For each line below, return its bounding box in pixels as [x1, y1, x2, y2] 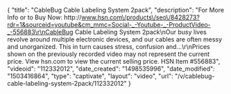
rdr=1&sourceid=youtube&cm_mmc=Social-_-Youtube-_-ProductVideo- [7, 21, 211, 28]
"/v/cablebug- [174, 72, 215, 80]
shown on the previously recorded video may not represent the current [7, 50, 210, 58]
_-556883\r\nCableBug [7, 28, 74, 36]
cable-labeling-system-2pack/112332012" [7, 79, 127, 87]
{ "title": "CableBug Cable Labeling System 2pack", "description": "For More [7, 6, 224, 14]
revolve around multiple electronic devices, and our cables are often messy [7, 35, 223, 44]
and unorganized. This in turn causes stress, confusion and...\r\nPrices [7, 43, 210, 50]
